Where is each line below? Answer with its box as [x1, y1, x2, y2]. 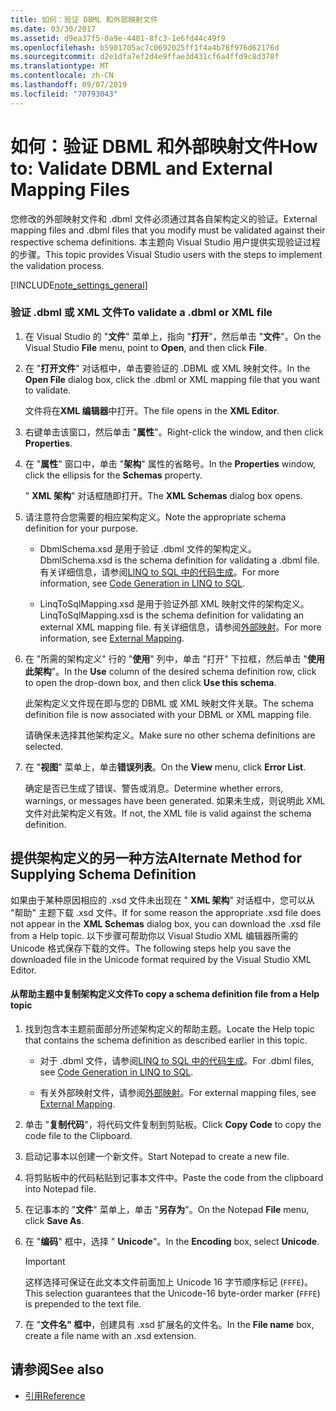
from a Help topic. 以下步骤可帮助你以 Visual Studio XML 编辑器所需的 [10, 929, 298, 941]
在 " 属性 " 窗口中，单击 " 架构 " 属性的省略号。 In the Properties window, [24, 457, 317, 470]
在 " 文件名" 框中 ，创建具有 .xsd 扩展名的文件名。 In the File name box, [24, 1318, 315, 1330]
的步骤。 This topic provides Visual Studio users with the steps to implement [10, 248, 323, 260]
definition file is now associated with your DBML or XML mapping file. [24, 708, 312, 720]
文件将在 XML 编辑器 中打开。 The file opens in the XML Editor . [24, 404, 280, 416]
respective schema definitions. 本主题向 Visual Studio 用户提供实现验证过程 [10, 236, 321, 248]
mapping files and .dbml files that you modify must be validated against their [10, 224, 326, 236]
